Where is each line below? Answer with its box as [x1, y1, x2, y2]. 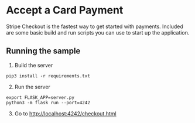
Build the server [14, 61, 53, 69]
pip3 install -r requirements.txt [6, 73, 91, 79]
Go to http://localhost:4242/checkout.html [14, 110, 117, 117]
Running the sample [6, 46, 81, 56]
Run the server [14, 83, 51, 90]
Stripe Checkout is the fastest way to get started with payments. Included [6, 23, 183, 30]
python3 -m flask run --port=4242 [6, 100, 91, 105]
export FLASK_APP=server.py [6, 94, 75, 100]
